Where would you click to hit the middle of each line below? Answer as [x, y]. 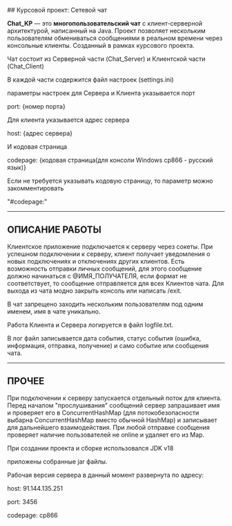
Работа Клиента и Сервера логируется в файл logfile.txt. [90, 325]
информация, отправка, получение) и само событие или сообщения [108, 345]
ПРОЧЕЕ [26, 381]
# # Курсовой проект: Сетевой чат [57, 10]
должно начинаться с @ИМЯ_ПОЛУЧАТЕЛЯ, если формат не [97, 275]
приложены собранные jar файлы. [57, 461]
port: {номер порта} [36, 106]
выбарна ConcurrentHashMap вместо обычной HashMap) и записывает [112, 420]
